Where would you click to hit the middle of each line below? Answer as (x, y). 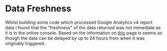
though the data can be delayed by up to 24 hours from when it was (75, 38)
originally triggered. (25, 43)
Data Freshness (38, 9)
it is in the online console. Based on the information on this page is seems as (84, 33)
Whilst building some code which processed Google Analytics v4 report (79, 22)
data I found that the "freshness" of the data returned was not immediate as (83, 27)
